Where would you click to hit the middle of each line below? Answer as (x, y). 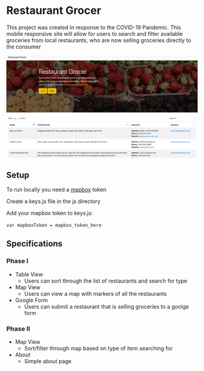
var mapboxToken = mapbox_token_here (54, 225)
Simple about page (48, 361)
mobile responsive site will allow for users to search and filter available (95, 33)
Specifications (34, 244)
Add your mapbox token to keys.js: (49, 213)
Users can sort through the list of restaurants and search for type (106, 281)
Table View (29, 274)
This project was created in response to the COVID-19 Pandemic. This (93, 27)
